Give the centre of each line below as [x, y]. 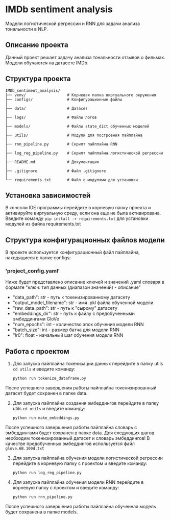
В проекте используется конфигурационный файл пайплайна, [73, 252]
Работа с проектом [38, 351]
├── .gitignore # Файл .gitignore [56, 171]
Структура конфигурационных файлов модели [85, 240]
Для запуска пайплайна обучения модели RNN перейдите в [78, 482]
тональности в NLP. [27, 29]
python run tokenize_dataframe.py [49, 379]
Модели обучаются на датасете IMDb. [47, 63]
